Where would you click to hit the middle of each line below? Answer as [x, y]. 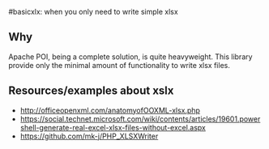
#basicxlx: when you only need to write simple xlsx [93, 12]
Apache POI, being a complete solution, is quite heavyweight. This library [130, 57]
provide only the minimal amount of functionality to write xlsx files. [120, 65]
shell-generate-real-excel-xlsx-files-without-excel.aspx [113, 127]
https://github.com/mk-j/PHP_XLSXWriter [89, 136]
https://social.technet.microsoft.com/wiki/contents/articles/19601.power [140, 119]
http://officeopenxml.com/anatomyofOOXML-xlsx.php [110, 110]
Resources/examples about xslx [91, 91]
